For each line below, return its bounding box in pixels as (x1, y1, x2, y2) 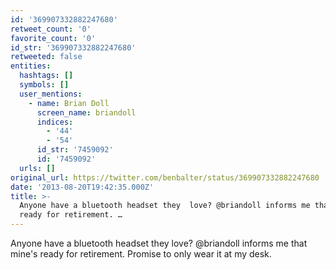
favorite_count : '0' (10, 33, 97, 43)
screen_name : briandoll (36, 107, 137, 118)
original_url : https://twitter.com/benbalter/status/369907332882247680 (10, 172, 320, 183)
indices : (36, 117, 74, 127)
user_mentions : (19, 89, 83, 99)
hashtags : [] (19, 71, 74, 81)
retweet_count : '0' (10, 24, 92, 34)
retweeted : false (10, 52, 83, 62)
